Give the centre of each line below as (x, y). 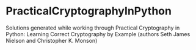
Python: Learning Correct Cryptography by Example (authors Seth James (98, 34)
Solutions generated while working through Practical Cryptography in (93, 28)
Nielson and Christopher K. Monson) (52, 40)
